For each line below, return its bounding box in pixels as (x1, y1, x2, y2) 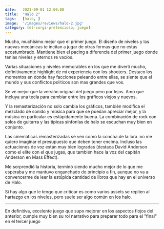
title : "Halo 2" (5, 12, 41, 17)
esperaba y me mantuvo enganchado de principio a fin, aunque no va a (5, 169, 149, 175)
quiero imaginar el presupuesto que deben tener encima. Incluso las (5, 139, 142, 145)
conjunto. (5, 124, 24, 130)
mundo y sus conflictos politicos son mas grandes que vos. (5, 79, 124, 85)
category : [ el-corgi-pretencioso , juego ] (5, 25, 91, 30)
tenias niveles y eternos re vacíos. (5, 54, 74, 60)
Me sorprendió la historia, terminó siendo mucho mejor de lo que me (5, 164, 143, 170)
